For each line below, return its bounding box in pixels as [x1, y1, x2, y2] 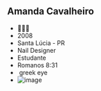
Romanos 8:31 [17, 60, 58, 69]
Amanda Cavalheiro [7, 6, 95, 17]
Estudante [17, 53, 46, 62]
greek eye [19, 68, 48, 76]
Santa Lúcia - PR [17, 38, 66, 47]
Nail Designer [17, 46, 57, 54]
